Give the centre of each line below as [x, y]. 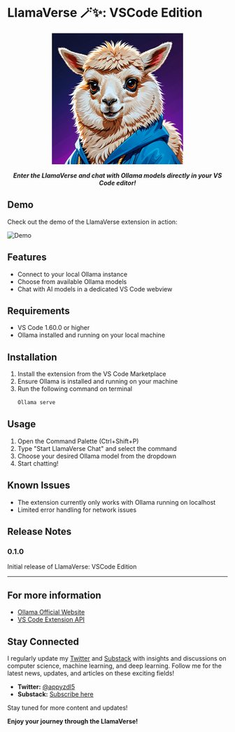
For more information [54, 595]
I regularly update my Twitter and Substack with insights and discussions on [117, 658]
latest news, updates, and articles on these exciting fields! [91, 673]
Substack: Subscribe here [55, 694]
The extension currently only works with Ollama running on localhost [116, 502]
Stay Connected [43, 641]
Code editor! [117, 182]
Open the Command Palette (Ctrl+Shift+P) [78, 441]
